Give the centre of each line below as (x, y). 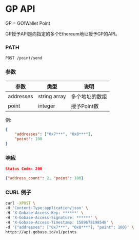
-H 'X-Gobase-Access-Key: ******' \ (44, 213)
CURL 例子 (18, 192)
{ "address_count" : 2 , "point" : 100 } (44, 178)
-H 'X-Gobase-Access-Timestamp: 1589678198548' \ (59, 222)
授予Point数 (85, 106)
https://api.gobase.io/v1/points (41, 232)
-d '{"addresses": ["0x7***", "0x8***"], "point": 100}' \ (70, 227)
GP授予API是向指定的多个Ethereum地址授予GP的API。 (63, 33)
